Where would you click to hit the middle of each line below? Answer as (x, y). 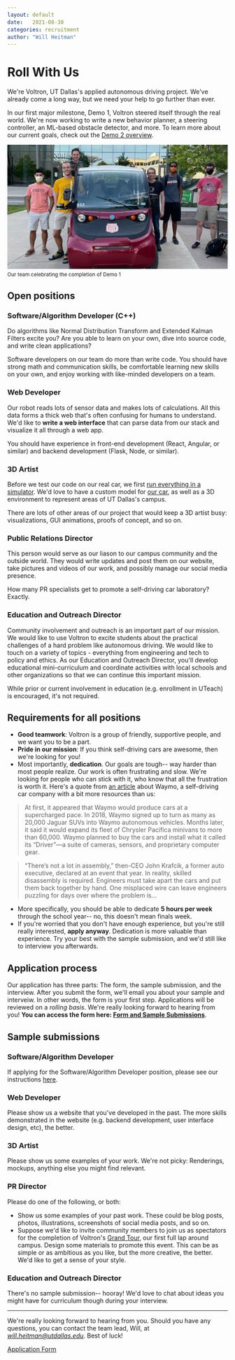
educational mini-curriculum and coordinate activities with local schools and (117, 667)
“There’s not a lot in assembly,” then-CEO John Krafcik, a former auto (124, 866)
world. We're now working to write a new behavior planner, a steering (107, 120)
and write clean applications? (50, 346)
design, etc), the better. (41, 1128)
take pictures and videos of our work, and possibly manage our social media (117, 568)
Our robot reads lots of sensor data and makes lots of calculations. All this (114, 408)
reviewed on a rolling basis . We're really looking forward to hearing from (111, 1007)
